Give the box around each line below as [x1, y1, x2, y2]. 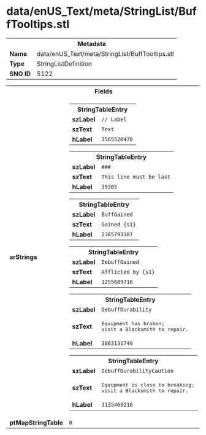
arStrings [9, 253, 38, 261]
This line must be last [101, 173, 171, 180]
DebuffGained [101, 258, 140, 265]
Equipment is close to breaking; [101, 382, 195, 388]
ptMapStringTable [9, 418, 63, 427]
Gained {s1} [101, 221, 136, 228]
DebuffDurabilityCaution [101, 367, 174, 374]
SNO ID [9, 69, 31, 78]
